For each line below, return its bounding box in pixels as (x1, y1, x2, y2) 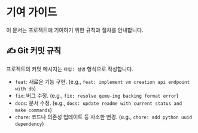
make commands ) (14, 106, 52, 113)
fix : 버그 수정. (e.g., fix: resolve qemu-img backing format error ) (14, 92, 179, 99)
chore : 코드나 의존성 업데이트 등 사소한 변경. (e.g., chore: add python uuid (14, 113, 193, 120)
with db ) (14, 84, 36, 92)
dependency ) (14, 120, 44, 127)
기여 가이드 (6, 5, 57, 19)
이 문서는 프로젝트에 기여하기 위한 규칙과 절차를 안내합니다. (6, 26, 144, 34)
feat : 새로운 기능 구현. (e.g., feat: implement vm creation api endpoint (14, 78, 190, 85)
